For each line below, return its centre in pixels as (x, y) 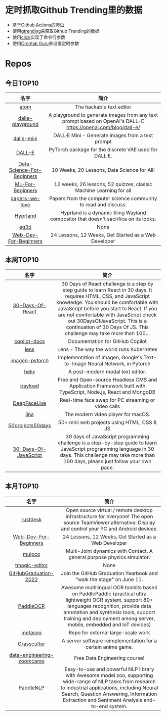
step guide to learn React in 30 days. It (107, 290)
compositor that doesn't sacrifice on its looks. (103, 219)
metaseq (32, 632)
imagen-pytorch (30, 360)
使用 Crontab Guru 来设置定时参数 (46, 43)
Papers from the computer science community (103, 198)
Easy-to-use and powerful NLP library (109, 669)
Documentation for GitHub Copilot (107, 341)
